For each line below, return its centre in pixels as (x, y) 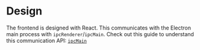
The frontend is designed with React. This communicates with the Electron (99, 28)
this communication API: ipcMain (47, 40)
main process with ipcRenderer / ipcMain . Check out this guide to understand (100, 34)
